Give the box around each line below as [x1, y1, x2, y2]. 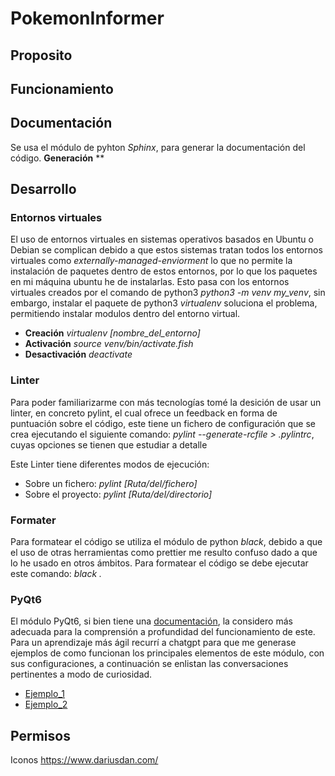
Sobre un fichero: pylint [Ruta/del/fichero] [24, 477, 198, 489]
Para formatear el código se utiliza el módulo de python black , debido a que [10, 536, 323, 548]
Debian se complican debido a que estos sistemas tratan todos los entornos [10, 244, 323, 256]
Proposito [10, 47, 73, 64]
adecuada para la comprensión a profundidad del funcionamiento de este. [10, 626, 316, 638]
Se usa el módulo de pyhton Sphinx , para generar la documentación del [10, 141, 306, 153]
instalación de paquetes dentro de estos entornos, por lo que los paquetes [10, 265, 318, 277]
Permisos [10, 727, 71, 744]
